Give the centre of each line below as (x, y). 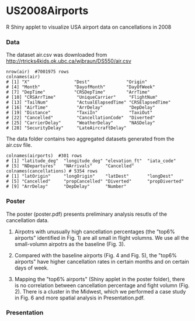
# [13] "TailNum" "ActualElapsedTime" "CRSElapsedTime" (88, 103)
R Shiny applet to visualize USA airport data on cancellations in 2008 (89, 27)
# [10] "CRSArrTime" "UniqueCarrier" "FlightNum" (82, 98)
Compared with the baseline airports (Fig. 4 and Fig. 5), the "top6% (95, 255)
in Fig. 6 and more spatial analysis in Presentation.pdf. (79, 298)
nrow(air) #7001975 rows (37, 72)
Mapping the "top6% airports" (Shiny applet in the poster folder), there (100, 279)
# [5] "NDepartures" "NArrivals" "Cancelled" (70, 166)
